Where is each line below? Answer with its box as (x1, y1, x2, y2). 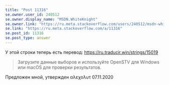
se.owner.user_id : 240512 (5, 12, 59, 17)
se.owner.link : (5, 21, 37, 27)
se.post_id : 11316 (5, 31, 44, 36)
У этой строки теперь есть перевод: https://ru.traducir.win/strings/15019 (5, 49, 158, 55)
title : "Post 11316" (5, 7, 49, 13)
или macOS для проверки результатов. (17, 64, 102, 70)
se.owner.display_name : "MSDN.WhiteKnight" (5, 17, 98, 22)
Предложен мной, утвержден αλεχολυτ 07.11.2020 (5, 74, 114, 80)
